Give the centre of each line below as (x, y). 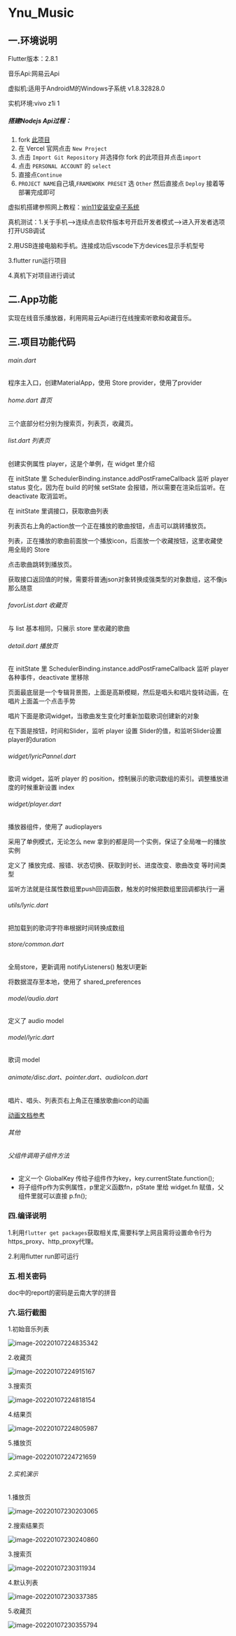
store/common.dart (36, 944)
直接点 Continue (40, 174)
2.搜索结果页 (26, 1525)
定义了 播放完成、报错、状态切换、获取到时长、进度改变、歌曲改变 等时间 (114, 865)
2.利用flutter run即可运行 (43, 1256)
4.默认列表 (23, 1582)
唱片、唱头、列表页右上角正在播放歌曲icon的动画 (79, 1100)
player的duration (32, 740)
